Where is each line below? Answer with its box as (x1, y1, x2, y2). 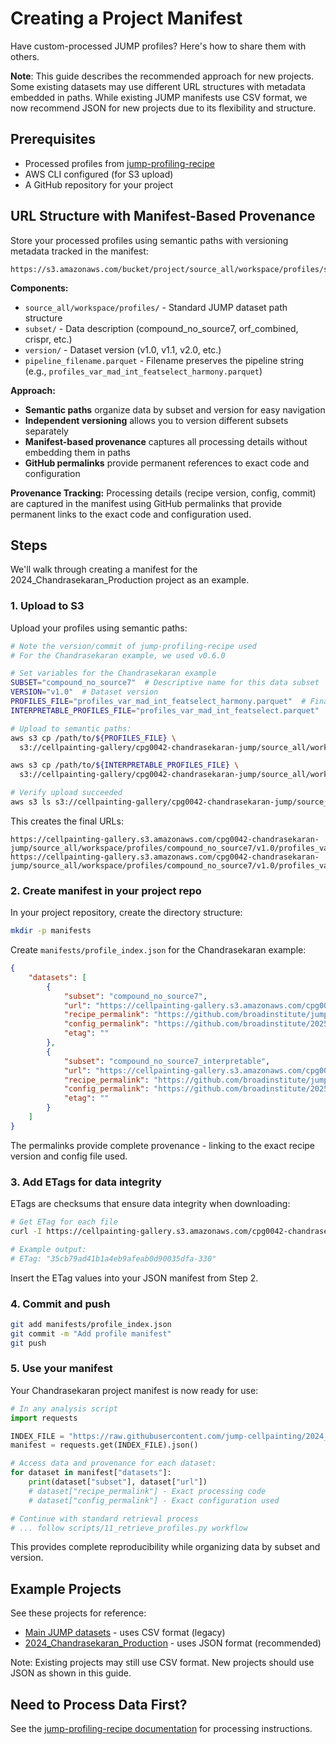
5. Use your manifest (10, 1362, 113, 1376)
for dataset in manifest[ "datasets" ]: (10, 1468, 172, 1478)
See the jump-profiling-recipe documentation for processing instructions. (10, 1723, 313, 1735)
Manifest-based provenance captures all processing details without (24, 435, 308, 447)
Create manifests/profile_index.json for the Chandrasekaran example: (10, 944, 307, 956)
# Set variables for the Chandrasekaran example (10, 668, 217, 679)
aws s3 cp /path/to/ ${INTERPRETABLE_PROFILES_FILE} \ (10, 760, 240, 771)
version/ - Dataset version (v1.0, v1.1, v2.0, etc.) (24, 343, 222, 356)
